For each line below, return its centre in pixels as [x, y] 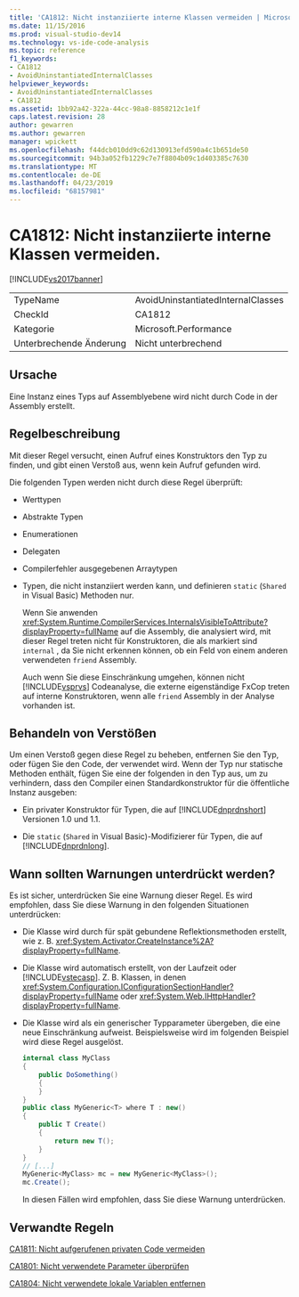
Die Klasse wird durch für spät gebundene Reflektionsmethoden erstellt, [154, 932]
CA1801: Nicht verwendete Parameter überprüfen [99, 1266]
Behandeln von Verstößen [83, 733]
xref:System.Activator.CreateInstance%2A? [135, 942]
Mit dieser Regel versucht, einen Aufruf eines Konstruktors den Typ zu [138, 455]
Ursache [33, 375]
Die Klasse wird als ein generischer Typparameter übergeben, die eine [151, 1023]
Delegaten [41, 551]
